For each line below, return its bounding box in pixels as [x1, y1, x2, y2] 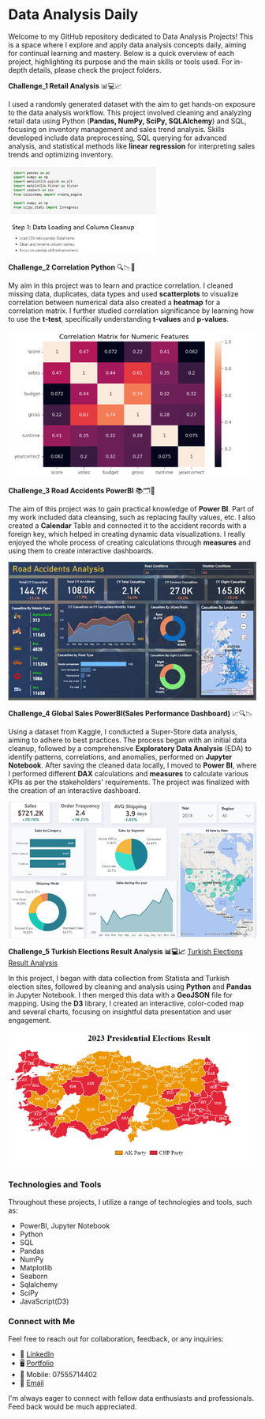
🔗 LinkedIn [19, 1349, 54, 1359]
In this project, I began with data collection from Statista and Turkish [8, 974, 230, 983]
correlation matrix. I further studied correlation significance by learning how [8, 306, 255, 315]
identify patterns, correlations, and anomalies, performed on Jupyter [8, 752, 233, 761]
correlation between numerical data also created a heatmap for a [8, 298, 221, 308]
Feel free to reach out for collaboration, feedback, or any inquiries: [8, 1334, 224, 1343]
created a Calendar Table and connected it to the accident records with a [8, 521, 247, 530]
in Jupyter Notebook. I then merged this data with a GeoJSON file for [8, 991, 233, 1000]
